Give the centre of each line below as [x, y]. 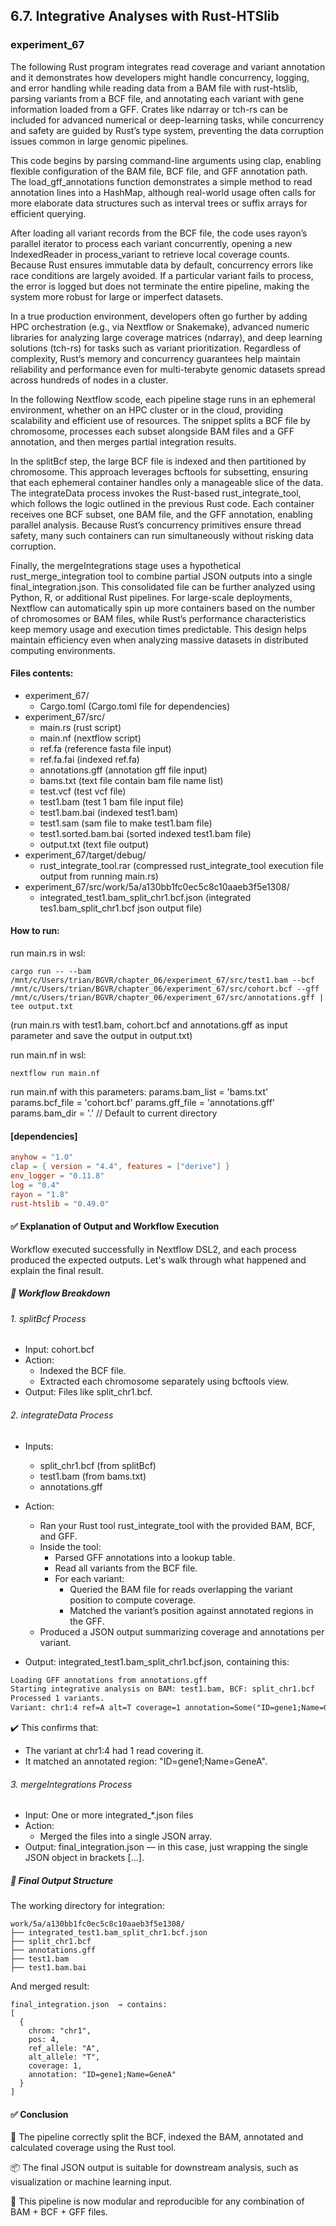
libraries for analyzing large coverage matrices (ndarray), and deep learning [166, 337]
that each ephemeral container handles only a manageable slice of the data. [167, 482]
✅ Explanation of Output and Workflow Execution [115, 1226]
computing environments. [63, 650]
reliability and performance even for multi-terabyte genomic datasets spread [168, 369]
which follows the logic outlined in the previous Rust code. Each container [162, 503]
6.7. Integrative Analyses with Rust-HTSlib [145, 16]
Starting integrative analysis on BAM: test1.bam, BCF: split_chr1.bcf [162, 1689]
